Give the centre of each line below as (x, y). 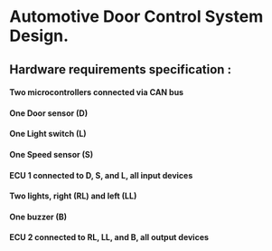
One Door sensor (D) (49, 113)
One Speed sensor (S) (52, 154)
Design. (39, 36)
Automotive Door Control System (136, 17)
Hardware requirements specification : (121, 69)
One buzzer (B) (38, 217)
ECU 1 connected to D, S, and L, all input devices (101, 175)
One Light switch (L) (48, 134)
